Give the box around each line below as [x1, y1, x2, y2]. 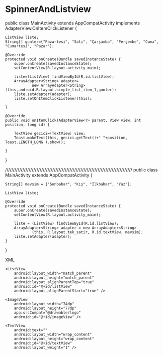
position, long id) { [5, 122, 50, 127]
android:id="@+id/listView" [14, 284, 72, 289]
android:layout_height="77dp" [14, 306, 77, 311]
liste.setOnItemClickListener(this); [14, 96, 92, 101]
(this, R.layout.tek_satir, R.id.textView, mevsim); [31, 229, 143, 235]
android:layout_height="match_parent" [14, 275, 94, 280]
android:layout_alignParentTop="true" [14, 279, 94, 285]
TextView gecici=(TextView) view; [14, 131, 85, 136]
